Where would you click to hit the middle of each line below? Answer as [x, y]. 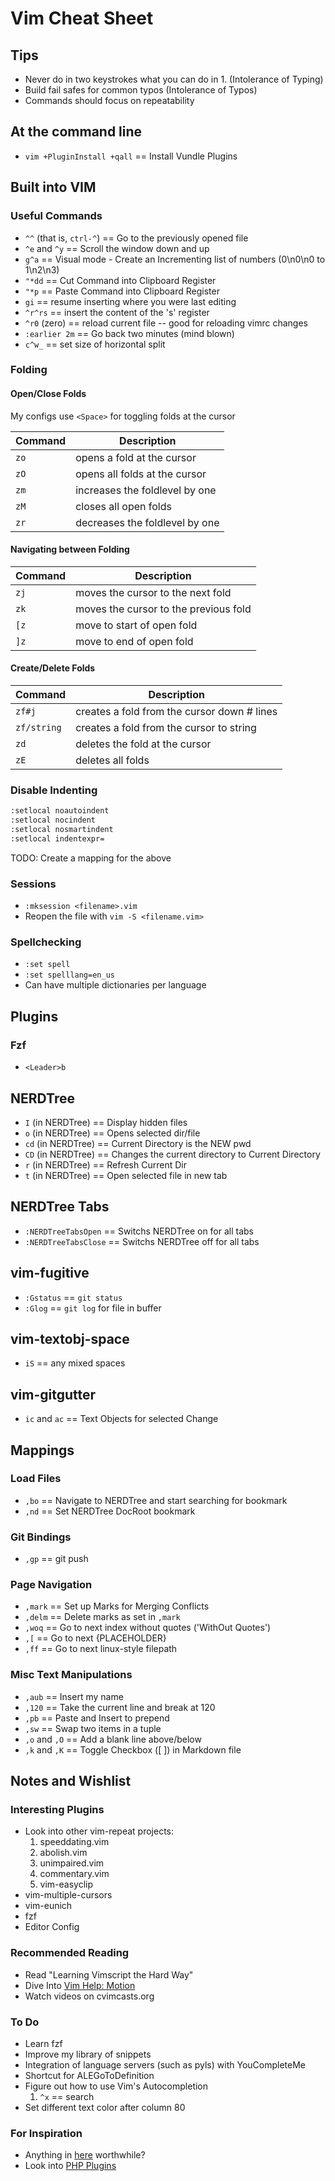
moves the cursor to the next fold [153, 592]
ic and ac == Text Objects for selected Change [121, 1419]
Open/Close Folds [48, 394]
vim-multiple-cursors [68, 1895]
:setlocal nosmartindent [62, 830]
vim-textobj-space [70, 1338]
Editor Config [52, 1927]
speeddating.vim [74, 1842]
